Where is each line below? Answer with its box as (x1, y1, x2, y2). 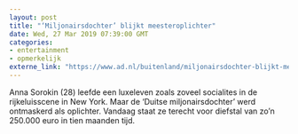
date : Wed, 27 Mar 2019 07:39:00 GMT (9, 29, 149, 38)
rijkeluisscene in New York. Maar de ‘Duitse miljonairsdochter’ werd (9, 96, 256, 106)
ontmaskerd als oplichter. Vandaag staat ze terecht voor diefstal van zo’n (9, 106, 275, 116)
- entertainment (9, 46, 69, 55)
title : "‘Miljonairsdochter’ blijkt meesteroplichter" (9, 21, 216, 30)
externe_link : (9, 63, 62, 72)
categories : (9, 37, 53, 47)
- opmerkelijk (9, 54, 62, 63)
